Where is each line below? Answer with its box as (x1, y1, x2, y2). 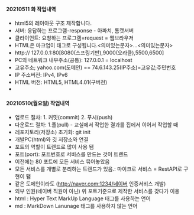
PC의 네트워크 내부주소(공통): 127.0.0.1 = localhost (14, 57, 132, 64)
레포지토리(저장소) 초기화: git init (14, 129, 90, 136)
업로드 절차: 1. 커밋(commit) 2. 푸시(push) (14, 114, 113, 121)
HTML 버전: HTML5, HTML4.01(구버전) (14, 79, 108, 86)
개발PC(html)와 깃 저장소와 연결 (14, 136, 89, 143)
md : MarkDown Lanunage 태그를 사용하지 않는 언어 (14, 203, 138, 210)
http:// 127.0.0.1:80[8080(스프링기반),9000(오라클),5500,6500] (14, 49, 164, 56)
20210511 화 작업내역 (6, 5, 56, 12)
